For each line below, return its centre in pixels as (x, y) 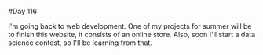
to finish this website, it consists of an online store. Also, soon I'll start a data (132, 34)
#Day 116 (23, 11)
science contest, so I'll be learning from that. (80, 43)
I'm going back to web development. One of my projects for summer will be (130, 26)
